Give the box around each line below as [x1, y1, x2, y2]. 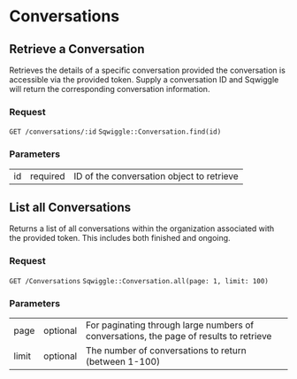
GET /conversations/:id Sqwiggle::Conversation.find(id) [9, 128, 222, 136]
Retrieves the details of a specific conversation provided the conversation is [9, 65, 286, 75]
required [29, 170, 65, 182]
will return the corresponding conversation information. [9, 84, 210, 94]
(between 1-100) [85, 356, 161, 367]
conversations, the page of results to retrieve [85, 330, 272, 342]
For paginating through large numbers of [85, 319, 255, 331]
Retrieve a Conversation [9, 42, 145, 57]
